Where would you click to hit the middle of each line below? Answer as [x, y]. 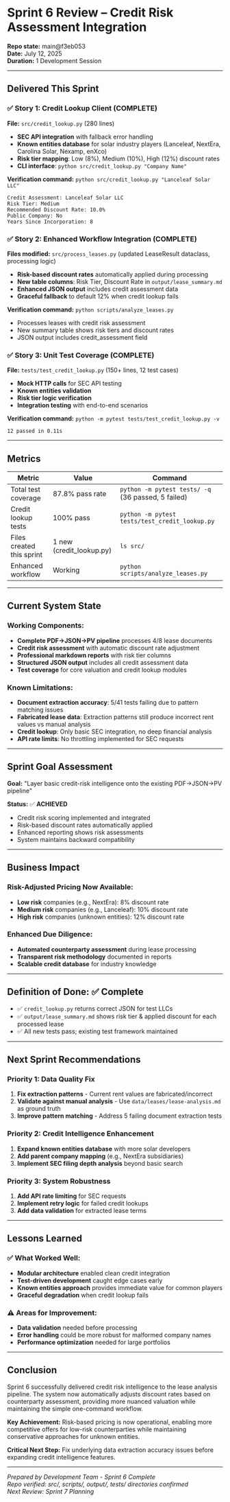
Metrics [24, 459]
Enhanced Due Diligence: [50, 935]
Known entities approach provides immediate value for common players [120, 1287]
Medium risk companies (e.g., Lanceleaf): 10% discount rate [102, 909]
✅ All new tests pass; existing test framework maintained [97, 1031]
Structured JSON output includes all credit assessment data [102, 662]
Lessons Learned [44, 1239]
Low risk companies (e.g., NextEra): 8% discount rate [93, 902]
